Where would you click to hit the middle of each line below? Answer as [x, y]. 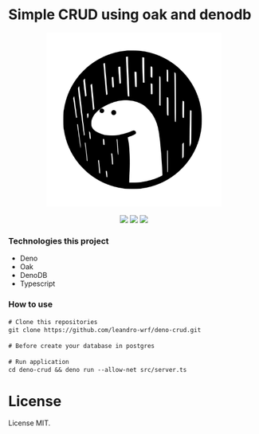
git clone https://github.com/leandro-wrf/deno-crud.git [105, 330]
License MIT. [29, 423]
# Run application [39, 362]
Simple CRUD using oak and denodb [130, 15]
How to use [31, 304]
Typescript [37, 283]
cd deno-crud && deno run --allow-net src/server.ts [98, 369]
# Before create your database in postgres [82, 346]
